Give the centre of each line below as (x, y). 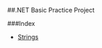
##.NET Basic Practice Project (51, 10)
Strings (28, 37)
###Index (21, 23)
